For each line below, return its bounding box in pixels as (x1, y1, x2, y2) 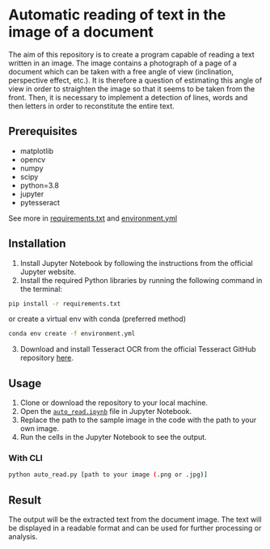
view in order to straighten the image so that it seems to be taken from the (8, 83, 255, 94)
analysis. (8, 532, 38, 542)
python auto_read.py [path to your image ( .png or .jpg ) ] (8, 471, 208, 479)
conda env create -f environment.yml (8, 330, 136, 338)
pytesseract (19, 197, 61, 207)
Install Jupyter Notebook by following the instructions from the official (19, 258, 253, 268)
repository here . (19, 353, 74, 363)
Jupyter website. (19, 267, 77, 277)
